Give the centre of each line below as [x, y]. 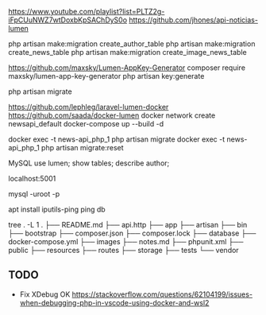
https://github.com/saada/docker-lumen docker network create [112, 115]
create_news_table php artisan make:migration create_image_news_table [128, 52]
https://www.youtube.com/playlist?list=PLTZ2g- [87, 12]
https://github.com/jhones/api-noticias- [193, 20]
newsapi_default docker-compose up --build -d [86, 124]
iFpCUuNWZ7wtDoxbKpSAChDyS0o [68, 20]
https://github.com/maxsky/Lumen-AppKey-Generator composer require [127, 68]
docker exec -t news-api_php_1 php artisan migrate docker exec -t [117, 139]
